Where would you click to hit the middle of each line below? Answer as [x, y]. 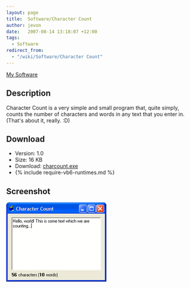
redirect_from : [25, 51]
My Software [22, 74]
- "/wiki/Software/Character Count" [57, 57]
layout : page [22, 13]
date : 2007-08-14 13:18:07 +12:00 [52, 32]
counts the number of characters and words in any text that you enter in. [96, 114]
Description [28, 94]
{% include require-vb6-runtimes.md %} [65, 173]
